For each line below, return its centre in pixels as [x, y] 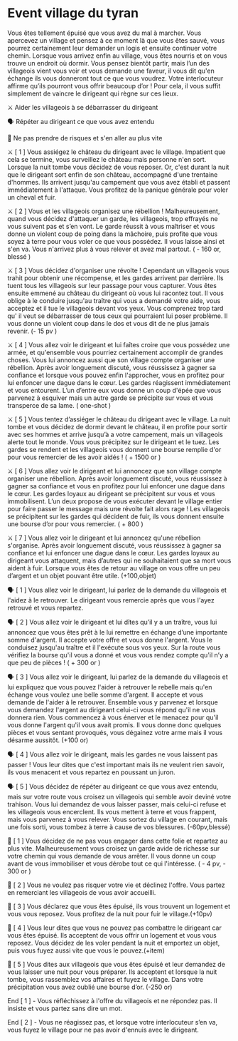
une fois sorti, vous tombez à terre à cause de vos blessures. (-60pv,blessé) [119, 827]
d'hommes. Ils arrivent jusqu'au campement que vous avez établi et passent [119, 182]
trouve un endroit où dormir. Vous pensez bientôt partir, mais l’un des [108, 63]
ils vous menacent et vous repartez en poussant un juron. [91, 772]
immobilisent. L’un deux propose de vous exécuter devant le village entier [115, 501]
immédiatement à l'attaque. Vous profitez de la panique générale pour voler [118, 190]
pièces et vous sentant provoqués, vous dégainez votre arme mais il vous [115, 732]
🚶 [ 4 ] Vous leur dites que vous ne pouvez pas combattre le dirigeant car [114, 928]
